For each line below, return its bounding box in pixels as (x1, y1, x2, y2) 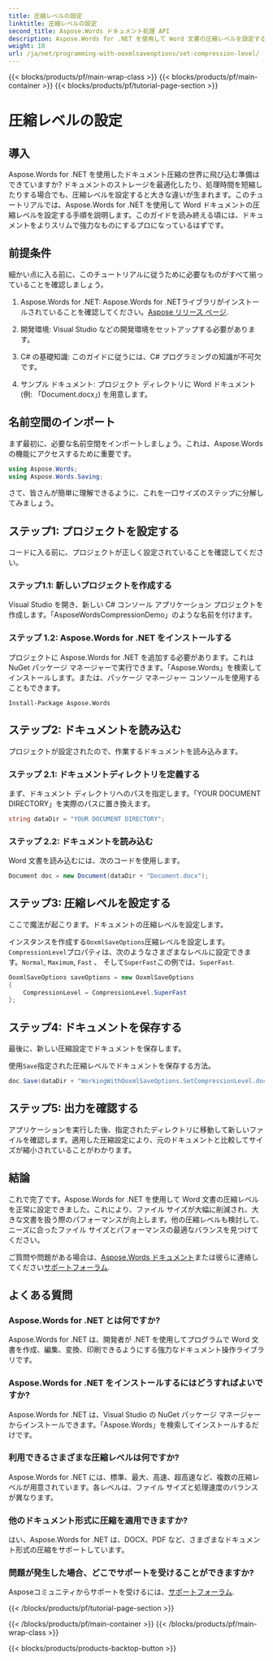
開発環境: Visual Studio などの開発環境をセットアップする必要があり (19, 324, 249, 334)
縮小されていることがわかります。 (22, 1145, 136, 1155)
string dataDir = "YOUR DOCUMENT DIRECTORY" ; (8, 814, 165, 823)
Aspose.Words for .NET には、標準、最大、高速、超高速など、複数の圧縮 (8, 1472, 253, 1481)
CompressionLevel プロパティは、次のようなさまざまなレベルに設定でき (8, 947, 245, 956)
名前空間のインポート (8, 415, 115, 429)
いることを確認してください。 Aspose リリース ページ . (48, 306, 229, 317)
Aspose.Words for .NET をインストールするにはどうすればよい (8, 1377, 255, 1389)
